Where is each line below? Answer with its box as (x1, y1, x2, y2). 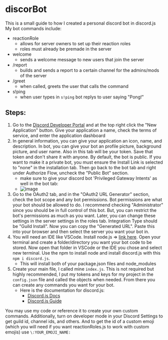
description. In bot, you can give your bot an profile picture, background (12, 143, 161, 149)
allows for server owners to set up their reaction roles (20, 40, 131, 46)
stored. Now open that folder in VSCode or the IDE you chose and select (12, 245, 162, 251)
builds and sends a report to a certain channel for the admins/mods (20, 67, 159, 73)
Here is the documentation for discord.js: (20, 287, 105, 293)
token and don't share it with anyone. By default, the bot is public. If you (12, 154, 161, 160)
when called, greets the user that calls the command (20, 83, 129, 89)
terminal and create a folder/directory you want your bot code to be (12, 239, 152, 245)
